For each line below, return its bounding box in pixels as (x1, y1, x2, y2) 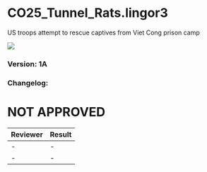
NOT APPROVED (7, 104, 106, 120)
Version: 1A (7, 59, 48, 68)
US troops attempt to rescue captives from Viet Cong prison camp (7, 28, 200, 37)
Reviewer (11, 129, 44, 139)
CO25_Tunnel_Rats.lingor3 (7, 5, 168, 21)
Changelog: (7, 78, 49, 87)
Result (49, 129, 72, 139)
